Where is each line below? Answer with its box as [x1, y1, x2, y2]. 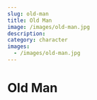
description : [7, 30, 46, 37]
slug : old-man [7, 10, 50, 18]
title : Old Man [7, 17, 52, 24]
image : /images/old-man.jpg [7, 23, 91, 30]
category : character [7, 37, 69, 44]
